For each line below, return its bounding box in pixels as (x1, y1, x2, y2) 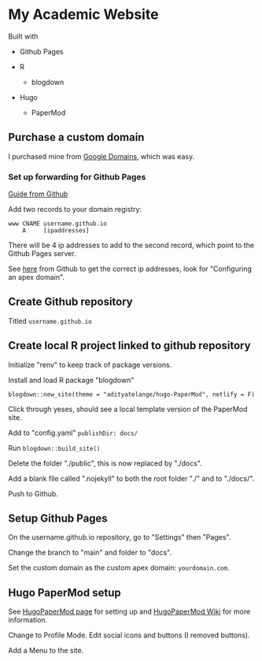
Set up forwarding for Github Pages (8, 171, 146, 182)
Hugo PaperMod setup (8, 585, 121, 600)
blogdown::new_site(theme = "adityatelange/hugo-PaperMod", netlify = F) (8, 390, 256, 399)
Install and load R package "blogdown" (8, 375, 135, 384)
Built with (8, 32, 39, 41)
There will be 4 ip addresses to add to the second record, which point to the (8, 240, 254, 250)
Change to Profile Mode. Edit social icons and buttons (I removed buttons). (8, 630, 250, 640)
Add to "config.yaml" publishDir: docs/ (8, 428, 138, 437)
